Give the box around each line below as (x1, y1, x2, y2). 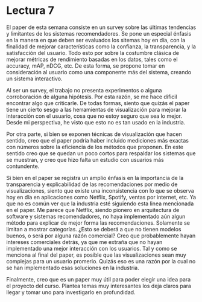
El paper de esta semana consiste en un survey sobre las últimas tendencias (6, 24, 197, 31)
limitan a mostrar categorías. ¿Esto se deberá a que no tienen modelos (6, 225, 181, 233)
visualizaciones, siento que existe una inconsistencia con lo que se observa (6, 187, 194, 194)
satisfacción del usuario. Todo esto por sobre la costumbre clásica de (6, 49, 180, 56)
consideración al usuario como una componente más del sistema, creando (6, 68, 192, 75)
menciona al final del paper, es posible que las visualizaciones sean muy (6, 251, 187, 259)
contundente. (6, 162, 40, 170)
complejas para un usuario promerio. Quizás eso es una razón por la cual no (6, 257, 196, 265)
